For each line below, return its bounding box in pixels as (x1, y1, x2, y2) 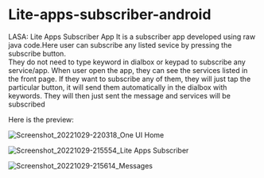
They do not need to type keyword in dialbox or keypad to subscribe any (8, 57, 247, 67)
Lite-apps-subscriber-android (8, 6, 212, 24)
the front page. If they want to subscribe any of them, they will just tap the (8, 74, 251, 83)
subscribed (8, 99, 45, 109)
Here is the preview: (8, 114, 74, 124)
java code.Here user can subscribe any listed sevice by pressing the (8, 40, 232, 49)
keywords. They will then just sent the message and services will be (8, 91, 231, 100)
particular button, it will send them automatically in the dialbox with (8, 82, 227, 92)
